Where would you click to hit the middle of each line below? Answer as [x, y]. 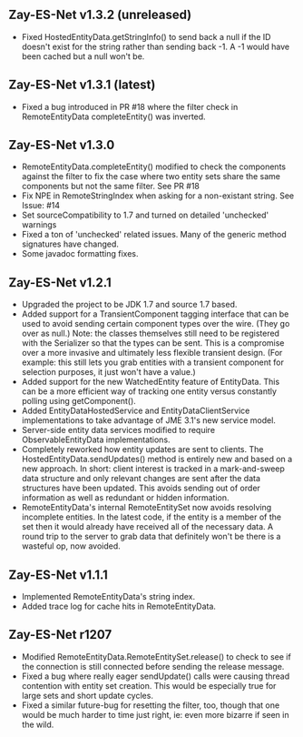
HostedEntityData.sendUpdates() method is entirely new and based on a [157, 459]
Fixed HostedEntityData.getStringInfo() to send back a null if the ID [146, 36]
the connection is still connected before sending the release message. [153, 666]
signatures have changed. [70, 244]
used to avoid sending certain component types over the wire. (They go [156, 324]
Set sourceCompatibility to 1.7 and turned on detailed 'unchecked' [145, 215]
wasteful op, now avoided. [71, 546]
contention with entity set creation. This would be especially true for [149, 685]
